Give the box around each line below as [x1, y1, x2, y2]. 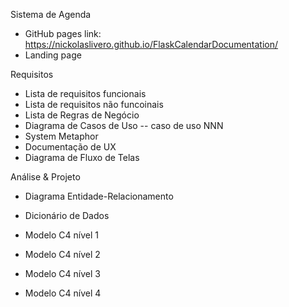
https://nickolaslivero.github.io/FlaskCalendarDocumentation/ [24, 39, 279, 50]
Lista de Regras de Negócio [24, 109, 140, 121]
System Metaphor [24, 130, 99, 142]
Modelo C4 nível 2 [24, 249, 101, 260]
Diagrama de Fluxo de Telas [24, 152, 140, 163]
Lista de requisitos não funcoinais [24, 99, 164, 110]
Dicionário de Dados [24, 210, 110, 221]
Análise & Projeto [10, 171, 81, 183]
